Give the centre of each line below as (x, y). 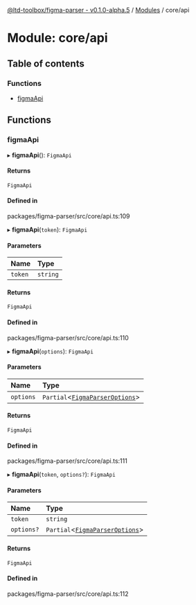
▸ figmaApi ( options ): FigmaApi (50, 351)
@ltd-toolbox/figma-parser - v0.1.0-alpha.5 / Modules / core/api (98, 10)
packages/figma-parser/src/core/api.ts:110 (68, 337)
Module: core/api (57, 38)
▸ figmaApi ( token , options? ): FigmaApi (61, 475)
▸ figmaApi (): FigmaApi (39, 155)
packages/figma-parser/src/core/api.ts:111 (68, 461)
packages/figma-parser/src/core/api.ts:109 (69, 216)
